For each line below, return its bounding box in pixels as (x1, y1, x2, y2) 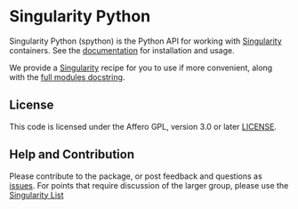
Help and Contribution (9, 147, 135, 162)
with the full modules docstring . (9, 71, 125, 82)
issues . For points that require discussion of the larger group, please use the (9, 180, 289, 190)
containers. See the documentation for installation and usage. (9, 44, 235, 55)
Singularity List (9, 189, 64, 200)
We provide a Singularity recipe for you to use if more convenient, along (9, 62, 273, 73)
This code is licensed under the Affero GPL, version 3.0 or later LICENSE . (9, 121, 278, 132)
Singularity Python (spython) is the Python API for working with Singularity (9, 36, 282, 46)
